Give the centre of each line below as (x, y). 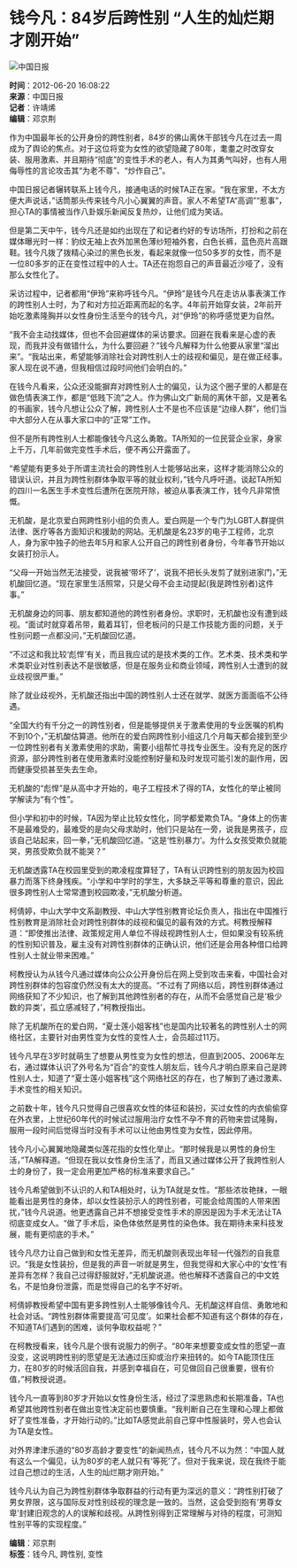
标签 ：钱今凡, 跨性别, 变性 (56, 1554)
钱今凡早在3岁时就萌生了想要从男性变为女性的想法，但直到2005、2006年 (143, 1055)
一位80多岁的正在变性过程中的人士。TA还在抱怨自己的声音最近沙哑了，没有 (147, 263)
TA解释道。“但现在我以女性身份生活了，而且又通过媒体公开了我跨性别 (151, 1160)
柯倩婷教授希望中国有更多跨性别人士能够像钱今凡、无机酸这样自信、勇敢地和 (148, 1305)
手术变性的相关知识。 (48, 1089)
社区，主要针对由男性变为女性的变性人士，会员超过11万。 (121, 1037)
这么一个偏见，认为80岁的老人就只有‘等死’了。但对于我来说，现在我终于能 (151, 1461)
